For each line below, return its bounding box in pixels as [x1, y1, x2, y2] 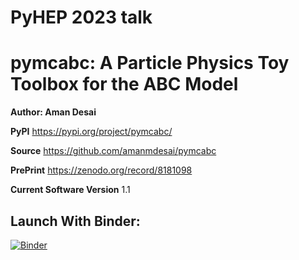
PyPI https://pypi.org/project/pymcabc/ [10, 126, 173, 138]
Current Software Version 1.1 [10, 184, 131, 196]
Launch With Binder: [10, 212, 141, 230]
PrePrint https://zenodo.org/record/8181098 [10, 164, 193, 176]
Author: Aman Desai [10, 106, 97, 118]
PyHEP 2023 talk [10, 6, 153, 29]
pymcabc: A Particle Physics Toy [10, 52, 290, 75]
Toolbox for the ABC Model [10, 73, 239, 96]
